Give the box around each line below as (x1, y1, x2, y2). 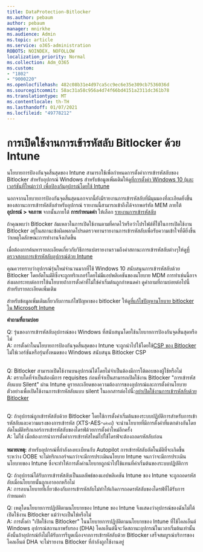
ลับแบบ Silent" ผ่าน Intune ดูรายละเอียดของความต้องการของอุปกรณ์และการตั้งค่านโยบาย (7, 381, 187, 388)
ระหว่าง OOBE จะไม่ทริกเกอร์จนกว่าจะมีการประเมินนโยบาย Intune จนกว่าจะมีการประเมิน (7, 453, 187, 460)
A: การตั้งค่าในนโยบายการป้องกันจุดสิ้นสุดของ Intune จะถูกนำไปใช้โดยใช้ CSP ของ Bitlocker (7, 342, 196, 349)
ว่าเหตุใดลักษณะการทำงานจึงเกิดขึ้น (7, 234, 77, 242)
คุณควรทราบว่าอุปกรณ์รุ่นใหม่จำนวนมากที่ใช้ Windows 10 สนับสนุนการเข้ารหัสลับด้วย (7, 265, 180, 272)
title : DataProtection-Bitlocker (7, 8, 91, 15)
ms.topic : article (7, 37, 53, 43)
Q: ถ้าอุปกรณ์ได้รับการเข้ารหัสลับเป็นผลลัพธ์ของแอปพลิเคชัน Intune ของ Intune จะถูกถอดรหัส (7, 472, 196, 479)
